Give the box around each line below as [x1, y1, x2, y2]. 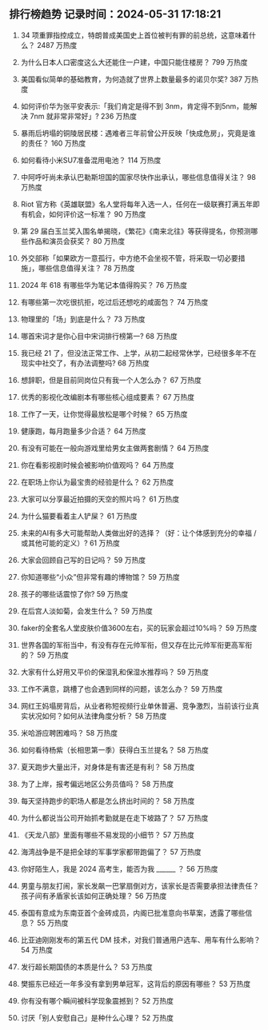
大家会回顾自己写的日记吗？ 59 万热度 [20, 555, 146, 565]
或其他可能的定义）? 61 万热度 [20, 538, 121, 548]
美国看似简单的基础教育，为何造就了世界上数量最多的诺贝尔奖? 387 [20, 74, 243, 84]
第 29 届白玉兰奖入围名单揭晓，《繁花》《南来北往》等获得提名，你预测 [20, 226, 251, 236]
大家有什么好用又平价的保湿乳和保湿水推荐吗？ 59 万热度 [20, 667, 209, 677]
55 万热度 [36, 918, 69, 928]
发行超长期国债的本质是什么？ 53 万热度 [20, 962, 153, 972]
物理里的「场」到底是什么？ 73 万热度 [20, 314, 146, 324]
